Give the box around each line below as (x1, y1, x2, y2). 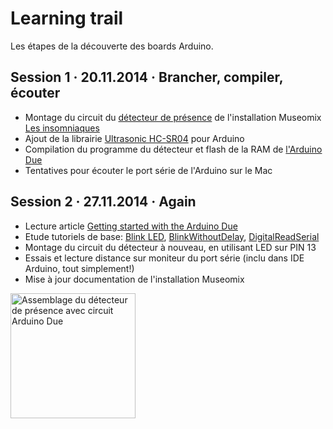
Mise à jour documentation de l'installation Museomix (24, 273, 245, 285)
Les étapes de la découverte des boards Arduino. (10, 40, 214, 52)
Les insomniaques (24, 122, 100, 134)
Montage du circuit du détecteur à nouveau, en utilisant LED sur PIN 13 (24, 241, 317, 253)
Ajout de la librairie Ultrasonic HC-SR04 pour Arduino (24, 132, 245, 144)
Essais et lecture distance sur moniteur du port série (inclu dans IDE (24, 252, 305, 264)
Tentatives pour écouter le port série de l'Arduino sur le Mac (24, 164, 273, 176)
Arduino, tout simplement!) (24, 262, 135, 274)
